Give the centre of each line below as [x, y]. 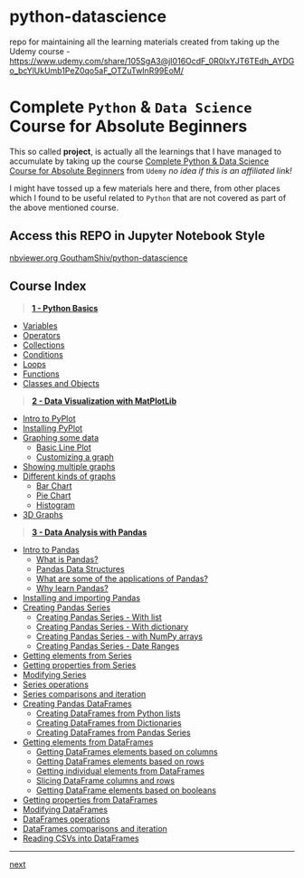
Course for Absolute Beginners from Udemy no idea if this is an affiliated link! [151, 170]
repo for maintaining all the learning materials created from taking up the [145, 42]
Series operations [55, 684]
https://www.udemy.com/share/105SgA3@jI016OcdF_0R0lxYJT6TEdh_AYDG [152, 61]
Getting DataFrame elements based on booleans [126, 790]
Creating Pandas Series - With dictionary [112, 626]
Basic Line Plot [64, 447]
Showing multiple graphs [69, 466]
